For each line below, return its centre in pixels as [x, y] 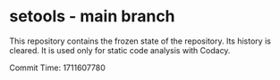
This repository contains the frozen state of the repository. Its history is [140, 41]
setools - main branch [93, 16]
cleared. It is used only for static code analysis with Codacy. [120, 50]
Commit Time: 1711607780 [57, 68]
